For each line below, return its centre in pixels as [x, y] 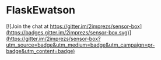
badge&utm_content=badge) [41, 51]
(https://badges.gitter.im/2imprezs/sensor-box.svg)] [69, 32]
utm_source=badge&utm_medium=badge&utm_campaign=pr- [80, 45]
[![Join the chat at [27, 26]
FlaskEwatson [41, 10]
